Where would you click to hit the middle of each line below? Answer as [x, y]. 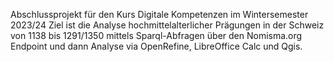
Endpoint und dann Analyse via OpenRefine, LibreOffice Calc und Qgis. [156, 46]
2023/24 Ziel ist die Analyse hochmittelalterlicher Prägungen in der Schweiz [167, 25]
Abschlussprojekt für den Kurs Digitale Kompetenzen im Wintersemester [159, 14]
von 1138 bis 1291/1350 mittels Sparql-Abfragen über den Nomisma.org [156, 35]
